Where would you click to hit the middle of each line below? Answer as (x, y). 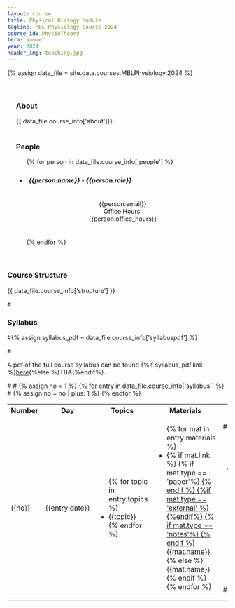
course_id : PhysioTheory (43, 33)
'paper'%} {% (189, 482)
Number (24, 411)
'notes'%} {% (189, 534)
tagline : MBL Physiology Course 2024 (62, 27)
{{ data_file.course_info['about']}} (65, 121)
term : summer (26, 40)
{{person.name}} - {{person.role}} (80, 180)
